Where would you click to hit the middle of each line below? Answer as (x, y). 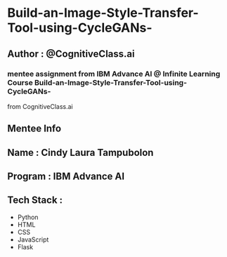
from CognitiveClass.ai (40, 106)
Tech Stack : (35, 200)
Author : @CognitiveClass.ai (71, 54)
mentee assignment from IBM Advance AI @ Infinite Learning (114, 74)
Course (20, 82)
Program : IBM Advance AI (66, 177)
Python (28, 217)
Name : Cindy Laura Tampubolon (80, 152)
